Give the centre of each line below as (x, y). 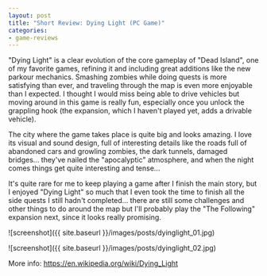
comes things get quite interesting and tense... (84, 168)
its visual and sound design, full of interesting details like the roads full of (128, 143)
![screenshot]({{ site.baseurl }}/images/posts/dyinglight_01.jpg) (112, 233)
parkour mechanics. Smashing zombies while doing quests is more (118, 77)
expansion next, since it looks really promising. (85, 217)
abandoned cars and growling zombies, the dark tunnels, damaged (118, 151)
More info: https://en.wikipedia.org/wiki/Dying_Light (93, 263)
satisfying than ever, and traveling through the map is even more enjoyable (130, 86)
